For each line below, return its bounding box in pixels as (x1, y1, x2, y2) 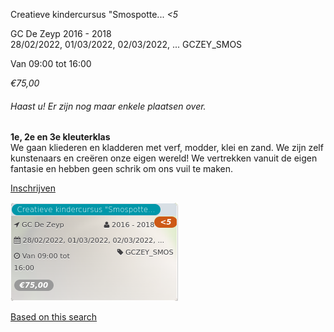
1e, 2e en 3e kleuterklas (10, 131, 111, 143)
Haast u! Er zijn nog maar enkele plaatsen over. (10, 100, 207, 112)
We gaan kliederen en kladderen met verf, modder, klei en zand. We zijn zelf (10, 142, 324, 154)
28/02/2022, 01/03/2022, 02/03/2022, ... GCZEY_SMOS (10, 39, 243, 50)
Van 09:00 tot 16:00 (10, 58, 92, 69)
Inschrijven (10, 182, 56, 194)
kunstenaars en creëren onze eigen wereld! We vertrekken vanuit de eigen (10, 152, 318, 164)
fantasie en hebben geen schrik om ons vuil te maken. (10, 163, 233, 175)
